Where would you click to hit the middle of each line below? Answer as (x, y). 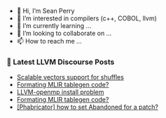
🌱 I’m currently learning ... (54, 26)
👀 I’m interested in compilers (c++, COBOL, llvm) (87, 18)
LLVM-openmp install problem (60, 92)
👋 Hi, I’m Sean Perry (46, 11)
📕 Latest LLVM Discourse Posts (61, 62)
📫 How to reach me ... (49, 41)
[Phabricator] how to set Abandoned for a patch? (88, 107)
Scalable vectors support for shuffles (70, 77)
